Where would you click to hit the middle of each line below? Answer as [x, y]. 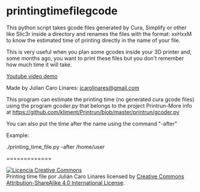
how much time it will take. [39, 65]
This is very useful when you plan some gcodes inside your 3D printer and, [99, 51]
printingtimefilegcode [62, 11]
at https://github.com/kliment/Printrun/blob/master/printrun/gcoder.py [93, 112]
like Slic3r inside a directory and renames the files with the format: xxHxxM [99, 33]
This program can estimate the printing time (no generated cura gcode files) [100, 99]
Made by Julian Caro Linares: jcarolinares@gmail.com [73, 87]
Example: [18, 135]
